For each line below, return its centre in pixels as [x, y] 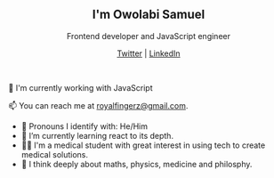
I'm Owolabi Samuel [149, 15]
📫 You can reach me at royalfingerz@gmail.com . [98, 105]
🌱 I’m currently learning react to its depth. [97, 135]
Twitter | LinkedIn [149, 53]
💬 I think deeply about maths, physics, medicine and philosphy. [137, 164]
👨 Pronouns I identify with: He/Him [85, 126]
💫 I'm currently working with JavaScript [81, 87]
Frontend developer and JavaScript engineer [149, 36]
